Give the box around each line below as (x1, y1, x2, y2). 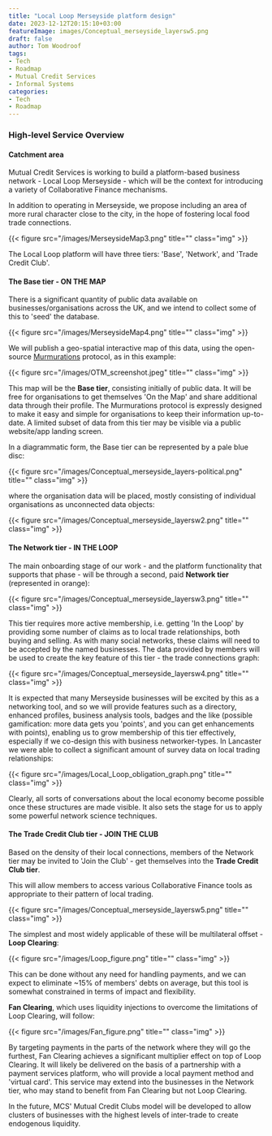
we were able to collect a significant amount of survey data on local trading (8, 744, 261, 754)
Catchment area (8, 150, 64, 159)
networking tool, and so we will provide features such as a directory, (8, 701, 237, 711)
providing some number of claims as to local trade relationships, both (8, 627, 240, 636)
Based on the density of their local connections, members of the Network (8, 847, 254, 857)
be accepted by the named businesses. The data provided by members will (8, 644, 261, 654)
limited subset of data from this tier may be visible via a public (33, 418, 242, 427)
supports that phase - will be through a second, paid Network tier (8, 570, 229, 579)
